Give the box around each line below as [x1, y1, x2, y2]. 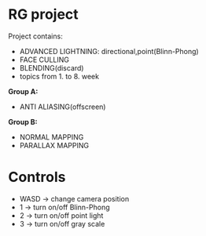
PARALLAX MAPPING [19, 140, 89, 150]
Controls [8, 169, 66, 186]
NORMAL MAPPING [19, 132, 84, 142]
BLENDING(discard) [19, 63, 84, 72]
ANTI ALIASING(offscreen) [19, 102, 106, 111]
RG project [8, 5, 79, 24]
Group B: [8, 117, 38, 126]
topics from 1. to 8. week [19, 71, 100, 81]
